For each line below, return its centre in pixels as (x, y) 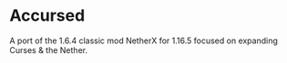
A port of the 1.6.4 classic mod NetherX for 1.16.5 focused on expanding (143, 40)
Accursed (47, 16)
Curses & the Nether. (49, 49)
